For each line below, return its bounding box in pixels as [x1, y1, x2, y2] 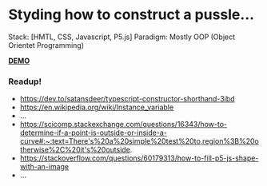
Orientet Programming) [8, 40, 85, 49]
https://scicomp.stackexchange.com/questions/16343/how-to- [19, 120, 228, 129]
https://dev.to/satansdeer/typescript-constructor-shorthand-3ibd [19, 94, 235, 104]
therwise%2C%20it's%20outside [19, 145, 130, 155]
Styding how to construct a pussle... [8, 6, 254, 24]
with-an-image [19, 162, 70, 172]
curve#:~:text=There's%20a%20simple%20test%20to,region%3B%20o [19, 137, 260, 146]
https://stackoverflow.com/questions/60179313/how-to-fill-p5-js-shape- [19, 153, 259, 163]
